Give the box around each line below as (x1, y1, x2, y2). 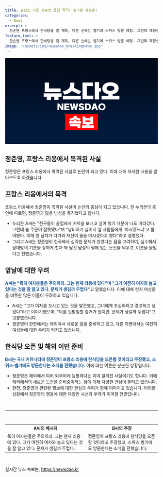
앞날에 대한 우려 (5, 266, 49, 274)
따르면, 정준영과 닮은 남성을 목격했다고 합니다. (14, 210, 101, 216)
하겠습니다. (21, 175, 43, 181)
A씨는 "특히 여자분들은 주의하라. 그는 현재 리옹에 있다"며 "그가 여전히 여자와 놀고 (5, 280, 157, 286)
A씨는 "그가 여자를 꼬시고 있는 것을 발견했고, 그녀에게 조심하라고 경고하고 (12, 303, 150, 308)
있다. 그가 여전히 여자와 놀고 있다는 (12, 439, 78, 445)
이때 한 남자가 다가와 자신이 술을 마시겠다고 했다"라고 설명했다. (26, 232, 145, 238)
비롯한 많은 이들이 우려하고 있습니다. (10, 292, 79, 298)
